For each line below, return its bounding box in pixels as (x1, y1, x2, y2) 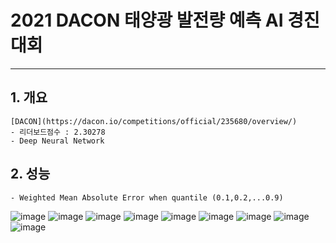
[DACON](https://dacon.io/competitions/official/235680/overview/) (10, 116, 298, 126)
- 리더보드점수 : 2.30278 (10, 127, 106, 137)
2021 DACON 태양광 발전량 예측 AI (10, 9, 284, 32)
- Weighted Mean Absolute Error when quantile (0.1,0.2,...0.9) (10, 192, 284, 203)
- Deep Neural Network (10, 136, 105, 146)
